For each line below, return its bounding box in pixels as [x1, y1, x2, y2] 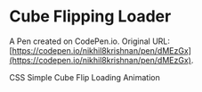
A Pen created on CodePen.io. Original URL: [9, 36, 171, 46]
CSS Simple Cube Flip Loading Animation [9, 71, 160, 82]
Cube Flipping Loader [9, 6, 172, 27]
